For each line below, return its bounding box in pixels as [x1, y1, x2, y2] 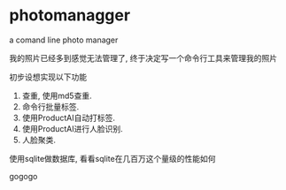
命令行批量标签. [21, 101, 80, 111]
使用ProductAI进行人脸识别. [21, 123, 124, 133]
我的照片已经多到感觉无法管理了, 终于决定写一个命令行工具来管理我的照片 [9, 52, 277, 63]
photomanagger [9, 5, 131, 26]
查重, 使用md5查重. [21, 90, 92, 101]
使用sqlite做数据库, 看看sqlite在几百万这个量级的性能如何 [9, 153, 216, 163]
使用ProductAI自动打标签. [21, 112, 116, 123]
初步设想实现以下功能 [9, 72, 87, 82]
